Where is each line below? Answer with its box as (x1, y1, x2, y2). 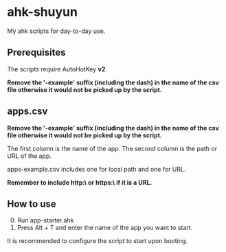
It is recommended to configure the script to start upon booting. (7, 237, 188, 245)
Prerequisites (7, 47, 66, 58)
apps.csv (7, 106, 48, 117)
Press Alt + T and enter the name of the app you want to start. (16, 224, 193, 232)
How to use (7, 198, 56, 209)
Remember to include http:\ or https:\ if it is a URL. (7, 178, 152, 186)
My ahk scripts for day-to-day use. (7, 27, 106, 35)
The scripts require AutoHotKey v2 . (7, 65, 108, 73)
